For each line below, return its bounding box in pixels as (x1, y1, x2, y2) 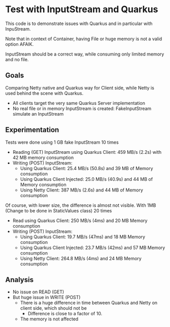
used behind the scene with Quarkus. (5, 90, 84, 96)
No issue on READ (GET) (12, 289, 64, 295)
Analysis (5, 275, 34, 284)
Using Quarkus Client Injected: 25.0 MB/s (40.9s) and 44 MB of (20, 176, 153, 182)
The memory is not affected (20, 316, 79, 322)
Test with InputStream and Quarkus (5, 4, 158, 15)
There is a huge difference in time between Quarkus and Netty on (20, 299, 158, 306)
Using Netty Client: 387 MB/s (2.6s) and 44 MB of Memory (20, 187, 144, 193)
